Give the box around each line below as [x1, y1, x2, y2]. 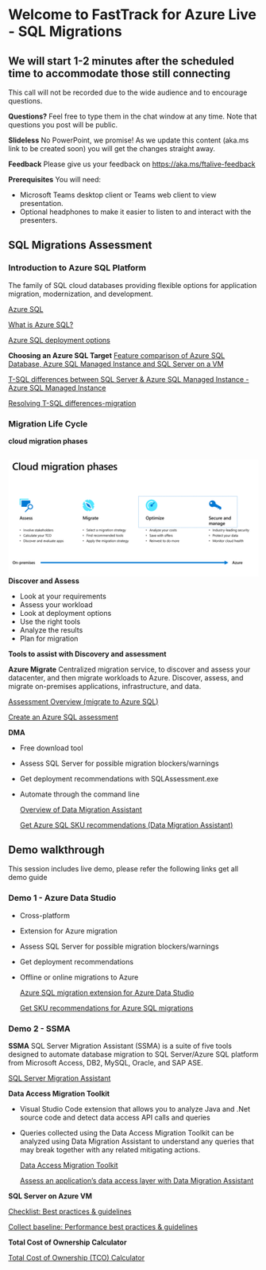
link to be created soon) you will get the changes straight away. [8, 144, 216, 153]
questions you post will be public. [8, 120, 118, 129]
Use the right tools [19, 617, 81, 626]
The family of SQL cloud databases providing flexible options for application [8, 280, 257, 290]
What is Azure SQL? [8, 320, 74, 329]
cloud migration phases [8, 436, 88, 446]
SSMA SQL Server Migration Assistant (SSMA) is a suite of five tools [8, 1041, 233, 1051]
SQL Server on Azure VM [8, 1191, 93, 1201]
